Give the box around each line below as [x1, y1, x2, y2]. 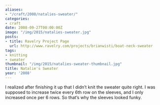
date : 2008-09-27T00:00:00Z [5, 25, 63, 30]
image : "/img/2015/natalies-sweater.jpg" [5, 30, 92, 35]
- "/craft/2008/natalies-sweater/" [5, 12, 78, 17]
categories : [5, 16, 30, 21]
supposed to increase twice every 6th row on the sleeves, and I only [5, 89, 144, 95]
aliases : [5, 7, 23, 12]
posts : [5, 35, 19, 40]
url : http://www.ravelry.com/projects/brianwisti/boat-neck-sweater [9, 43, 153, 48]
